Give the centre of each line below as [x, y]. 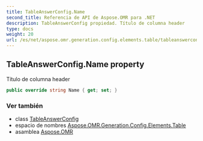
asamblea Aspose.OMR [44, 131]
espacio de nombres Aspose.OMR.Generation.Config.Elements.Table [100, 125]
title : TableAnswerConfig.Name [46, 12]
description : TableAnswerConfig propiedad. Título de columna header [96, 23]
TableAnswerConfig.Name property [76, 64]
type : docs [20, 29]
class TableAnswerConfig [47, 119]
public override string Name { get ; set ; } [62, 90]
